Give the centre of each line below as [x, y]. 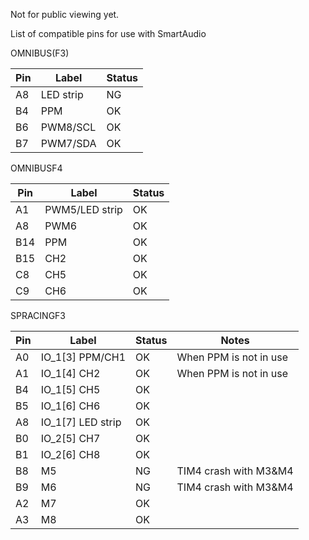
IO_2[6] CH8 [70, 454]
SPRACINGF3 [38, 315]
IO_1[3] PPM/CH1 [83, 357]
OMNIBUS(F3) [40, 53]
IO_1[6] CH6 [70, 406]
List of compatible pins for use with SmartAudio [108, 33]
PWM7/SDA [68, 143]
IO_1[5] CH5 [70, 389]
